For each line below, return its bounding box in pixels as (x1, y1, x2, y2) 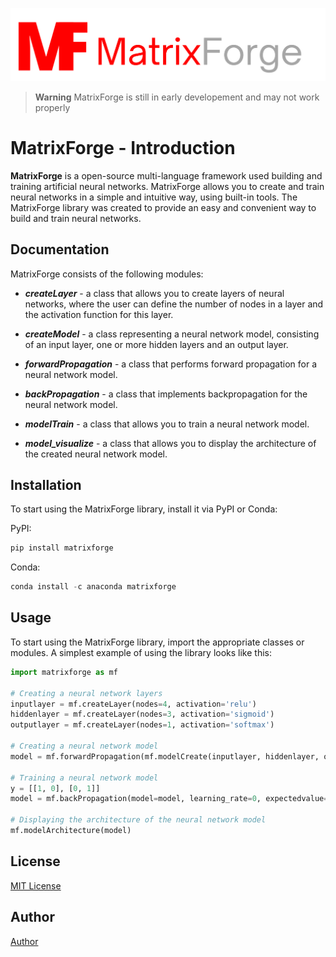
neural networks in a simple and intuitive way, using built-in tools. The (10, 191, 298, 203)
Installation (10, 476, 82, 493)
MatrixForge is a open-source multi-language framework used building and (10, 169, 323, 182)
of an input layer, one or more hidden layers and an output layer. (24, 338, 289, 350)
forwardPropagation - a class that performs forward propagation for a (24, 358, 318, 370)
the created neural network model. (24, 448, 168, 460)
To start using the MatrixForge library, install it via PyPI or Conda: (10, 503, 278, 515)
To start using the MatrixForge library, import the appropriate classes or (10, 636, 305, 648)
